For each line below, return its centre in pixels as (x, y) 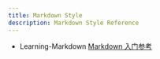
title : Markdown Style (45, 15)
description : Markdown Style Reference (74, 23)
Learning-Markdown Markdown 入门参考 (86, 46)
